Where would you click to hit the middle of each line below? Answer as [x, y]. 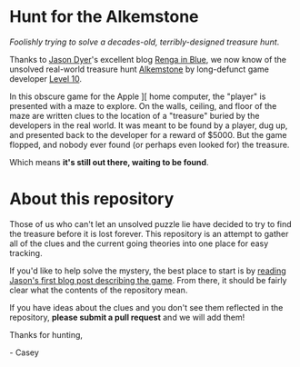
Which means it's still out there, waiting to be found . [109, 162]
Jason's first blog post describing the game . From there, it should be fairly [148, 280]
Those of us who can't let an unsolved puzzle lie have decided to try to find [151, 223]
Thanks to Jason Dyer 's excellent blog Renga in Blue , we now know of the [148, 59]
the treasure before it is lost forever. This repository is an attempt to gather [149, 233]
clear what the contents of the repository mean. [99, 290]
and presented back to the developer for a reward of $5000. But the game [148, 134]
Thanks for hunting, [46, 334]
